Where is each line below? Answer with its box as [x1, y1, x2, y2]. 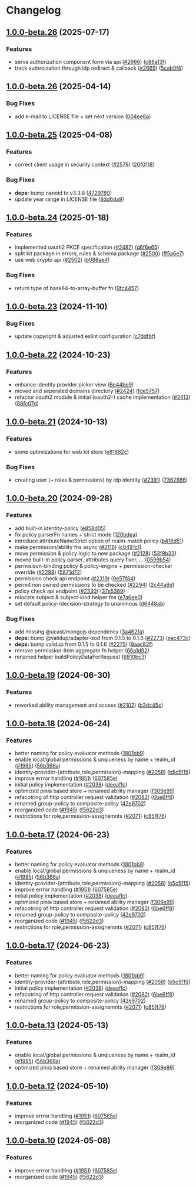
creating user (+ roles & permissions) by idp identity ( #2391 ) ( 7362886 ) [14, 476, 188, 483]
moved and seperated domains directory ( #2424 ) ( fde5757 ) [14, 387, 160, 394]
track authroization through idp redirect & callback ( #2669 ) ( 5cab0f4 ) [14, 64, 184, 72]
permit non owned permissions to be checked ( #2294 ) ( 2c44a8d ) [14, 581, 175, 588]
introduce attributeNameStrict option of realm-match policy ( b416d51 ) [14, 537, 184, 544]
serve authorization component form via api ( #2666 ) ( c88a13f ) [14, 58, 167, 65]
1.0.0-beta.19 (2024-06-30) [6, 670, 111, 680]
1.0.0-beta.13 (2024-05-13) [6, 1021, 109, 1031]
